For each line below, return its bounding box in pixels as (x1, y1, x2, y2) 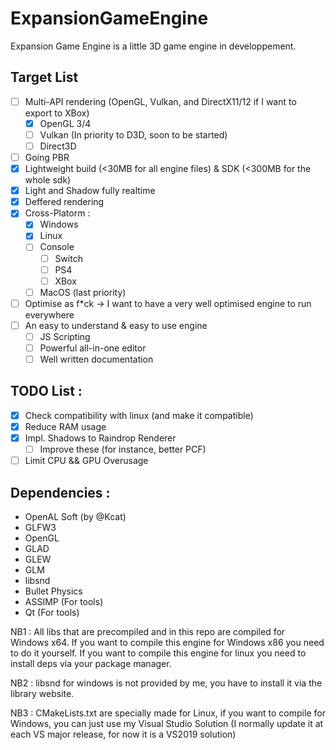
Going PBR (24, 152, 70, 163)
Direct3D (39, 140, 77, 152)
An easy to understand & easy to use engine (24, 319, 208, 331)
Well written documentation (39, 353, 154, 365)
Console (39, 241, 75, 253)
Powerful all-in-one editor (39, 342, 147, 354)
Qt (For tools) (24, 607, 80, 618)
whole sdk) (24, 174, 72, 186)
